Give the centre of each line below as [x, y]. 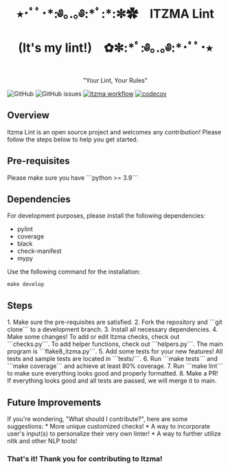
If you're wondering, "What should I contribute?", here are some [97, 419]
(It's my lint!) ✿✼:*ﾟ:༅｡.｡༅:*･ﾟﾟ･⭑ [115, 48]
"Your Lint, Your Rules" [115, 80]
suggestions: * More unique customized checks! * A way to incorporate [109, 426]
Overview [28, 115]
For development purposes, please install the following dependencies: [106, 216]
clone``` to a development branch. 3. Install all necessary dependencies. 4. [113, 329]
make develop [26, 285]
